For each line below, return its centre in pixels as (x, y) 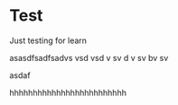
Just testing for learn (48, 40)
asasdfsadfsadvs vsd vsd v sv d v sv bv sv (89, 57)
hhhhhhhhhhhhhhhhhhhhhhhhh (68, 92)
